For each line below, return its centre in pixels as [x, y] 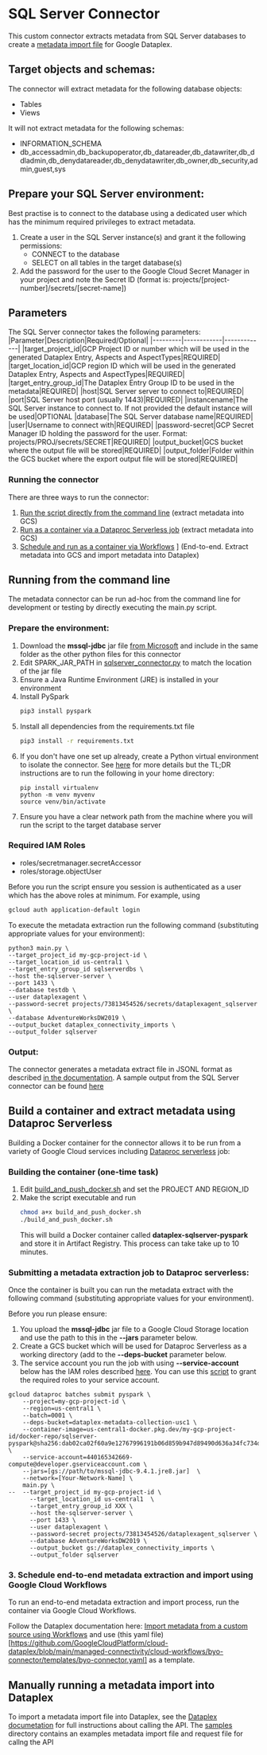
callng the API [31, 1742]
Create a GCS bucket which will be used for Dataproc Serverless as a [133, 1346]
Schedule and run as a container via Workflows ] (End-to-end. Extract [134, 546]
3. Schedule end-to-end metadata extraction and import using [131, 1575]
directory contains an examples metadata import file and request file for [126, 1733]
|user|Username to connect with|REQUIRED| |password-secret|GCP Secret [131, 425]
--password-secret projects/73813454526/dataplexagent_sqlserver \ [143, 1534]
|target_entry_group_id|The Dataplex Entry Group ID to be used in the [121, 383]
